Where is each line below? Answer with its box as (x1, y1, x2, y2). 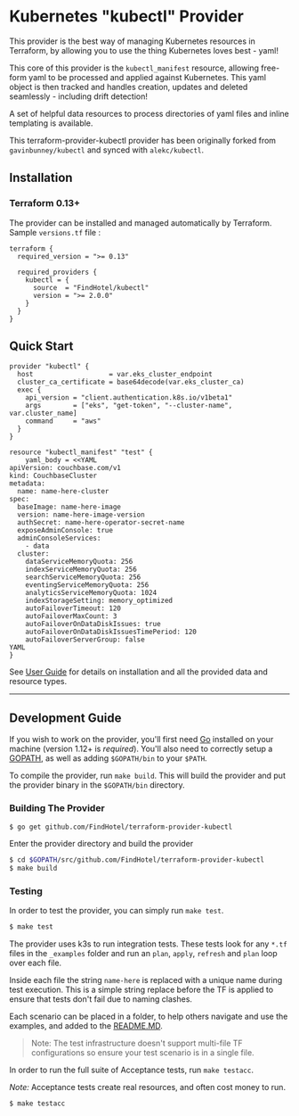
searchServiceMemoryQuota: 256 (25, 573, 141, 582)
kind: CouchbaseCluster (9, 471, 98, 481)
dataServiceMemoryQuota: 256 (25, 558, 133, 566)
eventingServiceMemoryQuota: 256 (25, 581, 149, 590)
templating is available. (9, 118, 93, 128)
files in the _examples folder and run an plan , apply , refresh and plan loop (9, 948, 278, 959)
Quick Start (9, 339, 74, 354)
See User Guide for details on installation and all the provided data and (9, 666, 269, 677)
